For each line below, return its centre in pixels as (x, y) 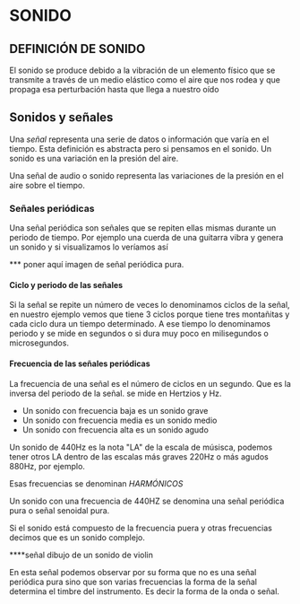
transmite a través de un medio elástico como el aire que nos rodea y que (145, 80)
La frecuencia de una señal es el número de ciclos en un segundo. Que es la (150, 383)
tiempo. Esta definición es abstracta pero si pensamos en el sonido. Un (141, 148)
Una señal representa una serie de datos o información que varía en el (139, 139)
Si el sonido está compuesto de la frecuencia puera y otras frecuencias (141, 528)
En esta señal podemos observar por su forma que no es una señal (133, 572)
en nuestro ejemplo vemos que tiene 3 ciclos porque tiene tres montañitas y (150, 314)
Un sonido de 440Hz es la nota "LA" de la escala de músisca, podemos (141, 447)
